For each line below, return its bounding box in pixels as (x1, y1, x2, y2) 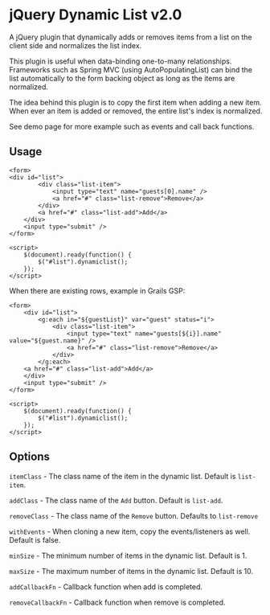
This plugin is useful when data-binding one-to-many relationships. (9, 56, 232, 66)
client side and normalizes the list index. (9, 40, 142, 50)
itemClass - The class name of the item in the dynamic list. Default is (9, 471, 236, 481)
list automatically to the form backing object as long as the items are (9, 73, 235, 83)
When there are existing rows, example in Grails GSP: (9, 285, 186, 295)
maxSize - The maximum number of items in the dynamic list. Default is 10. (9, 566, 254, 576)
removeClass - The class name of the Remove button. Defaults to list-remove (9, 510, 259, 520)
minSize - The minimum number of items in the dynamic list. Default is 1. (9, 551, 247, 560)
